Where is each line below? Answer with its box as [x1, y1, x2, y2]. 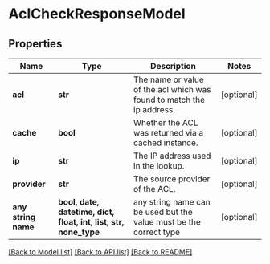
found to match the [133, 94, 206, 105]
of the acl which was [133, 84, 211, 95]
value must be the [133, 217, 201, 227]
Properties [8, 37, 63, 51]
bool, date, [58, 197, 100, 207]
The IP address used [133, 150, 211, 161]
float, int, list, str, [58, 217, 125, 227]
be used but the [133, 206, 193, 217]
